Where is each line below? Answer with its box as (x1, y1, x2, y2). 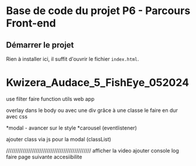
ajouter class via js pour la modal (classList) (6, 135, 111, 143)
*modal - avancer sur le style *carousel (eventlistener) (6, 124, 137, 131)
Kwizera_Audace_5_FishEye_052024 (6, 76, 189, 89)
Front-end (6, 16, 56, 30)
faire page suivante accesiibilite (6, 153, 82, 160)
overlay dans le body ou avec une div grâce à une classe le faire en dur (6, 107, 178, 114)
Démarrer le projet (6, 40, 74, 50)
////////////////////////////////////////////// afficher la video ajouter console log (6, 147, 180, 154)
